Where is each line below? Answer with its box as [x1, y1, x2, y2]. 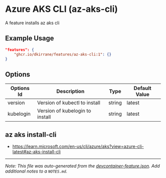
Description [56, 88, 85, 95]
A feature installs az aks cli [5, 20, 60, 26]
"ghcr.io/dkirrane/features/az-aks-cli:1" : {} [14, 52, 112, 57]
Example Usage [5, 34, 54, 43]
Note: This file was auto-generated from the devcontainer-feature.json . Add [5, 163, 160, 169]
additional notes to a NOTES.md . [5, 168, 68, 174]
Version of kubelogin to [37, 107, 91, 114]
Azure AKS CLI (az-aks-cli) [5, 3, 118, 15]
